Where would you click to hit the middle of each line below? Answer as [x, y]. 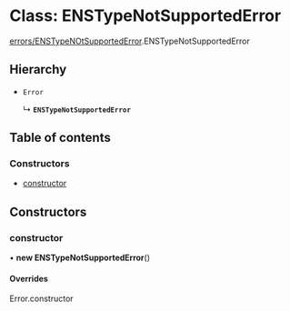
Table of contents [60, 138]
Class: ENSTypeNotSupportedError [145, 16]
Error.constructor [42, 299]
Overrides [29, 278]
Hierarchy [38, 70]
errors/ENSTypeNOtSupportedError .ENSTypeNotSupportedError [130, 41]
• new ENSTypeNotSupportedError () [80, 258]
